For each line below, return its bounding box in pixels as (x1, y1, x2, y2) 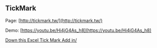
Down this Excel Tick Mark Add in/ (5, 37, 77, 43)
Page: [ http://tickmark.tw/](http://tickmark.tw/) (5, 17, 103, 23)
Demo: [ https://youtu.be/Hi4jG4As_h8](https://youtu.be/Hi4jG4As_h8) (5, 27, 152, 33)
